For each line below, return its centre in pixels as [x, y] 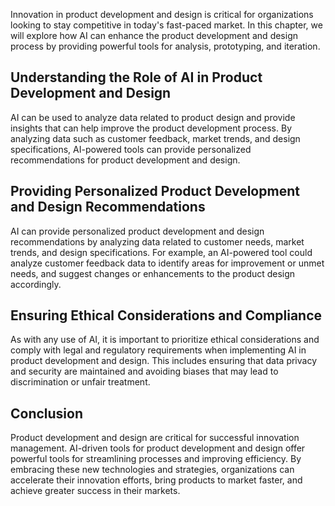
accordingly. [36, 284]
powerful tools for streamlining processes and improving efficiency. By [156, 459]
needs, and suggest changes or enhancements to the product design [153, 273]
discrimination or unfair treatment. [80, 382]
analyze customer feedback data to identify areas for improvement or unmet [167, 263]
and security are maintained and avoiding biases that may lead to [144, 371]
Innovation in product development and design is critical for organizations [162, 14]
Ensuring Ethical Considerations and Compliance [166, 315]
